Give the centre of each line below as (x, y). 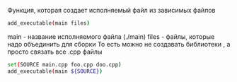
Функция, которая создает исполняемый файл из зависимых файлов (111, 10)
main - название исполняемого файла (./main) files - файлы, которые (111, 36)
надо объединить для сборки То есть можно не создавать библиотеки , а (119, 44)
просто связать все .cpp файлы (55, 52)
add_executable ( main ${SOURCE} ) (55, 71)
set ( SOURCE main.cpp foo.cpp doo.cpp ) (64, 64)
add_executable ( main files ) (49, 23)
